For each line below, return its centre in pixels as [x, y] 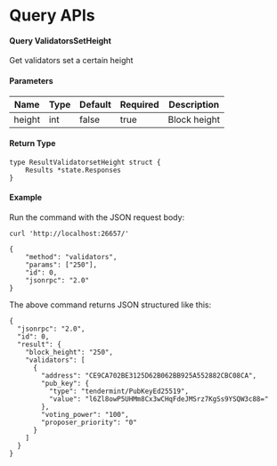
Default [95, 104]
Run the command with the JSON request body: [97, 217]
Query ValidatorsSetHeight [60, 40]
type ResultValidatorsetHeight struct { [86, 162]
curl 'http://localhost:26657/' [69, 233]
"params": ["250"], [61, 265]
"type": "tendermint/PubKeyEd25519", [119, 391]
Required [139, 104]
